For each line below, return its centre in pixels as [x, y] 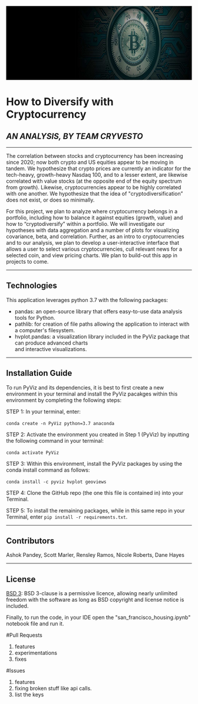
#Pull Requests [24, 635]
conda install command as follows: [48, 470]
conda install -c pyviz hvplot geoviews [57, 482]
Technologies [32, 286]
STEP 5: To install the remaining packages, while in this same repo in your [96, 510]
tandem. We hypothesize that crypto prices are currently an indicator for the [99, 168]
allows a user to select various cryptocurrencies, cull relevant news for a [94, 249]
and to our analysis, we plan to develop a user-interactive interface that [93, 243]
